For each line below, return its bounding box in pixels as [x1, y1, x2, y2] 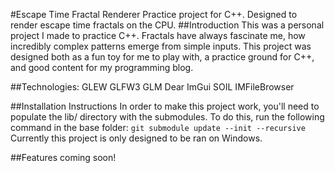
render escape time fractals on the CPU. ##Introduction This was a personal [10, 19, 325, 31]
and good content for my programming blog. [10, 62, 194, 73]
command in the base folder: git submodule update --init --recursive [10, 122, 306, 133]
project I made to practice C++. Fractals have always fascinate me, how [10, 30, 306, 41]
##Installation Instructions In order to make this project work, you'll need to [10, 100, 320, 112]
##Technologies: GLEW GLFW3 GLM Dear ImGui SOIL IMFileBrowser [10, 81, 295, 93]
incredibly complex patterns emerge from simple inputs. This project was [10, 40, 312, 52]
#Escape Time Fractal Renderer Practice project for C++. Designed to [10, 9, 298, 20]
